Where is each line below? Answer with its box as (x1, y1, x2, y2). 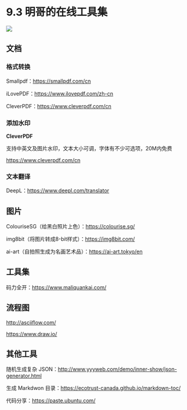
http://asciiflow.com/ (6, 319, 57, 326)
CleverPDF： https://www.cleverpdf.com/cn (6, 102, 112, 109)
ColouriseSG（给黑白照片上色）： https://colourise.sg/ (6, 223, 135, 230)
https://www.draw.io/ (6, 330, 57, 337)
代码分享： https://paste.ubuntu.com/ (6, 397, 96, 404)
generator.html (6, 372, 42, 379)
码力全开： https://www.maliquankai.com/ (6, 283, 107, 290)
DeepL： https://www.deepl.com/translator (6, 187, 110, 194)
